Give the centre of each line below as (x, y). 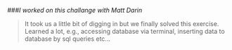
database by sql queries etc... (67, 39)
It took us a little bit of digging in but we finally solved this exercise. (122, 24)
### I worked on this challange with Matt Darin (75, 10)
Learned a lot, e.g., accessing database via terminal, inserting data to (124, 31)
